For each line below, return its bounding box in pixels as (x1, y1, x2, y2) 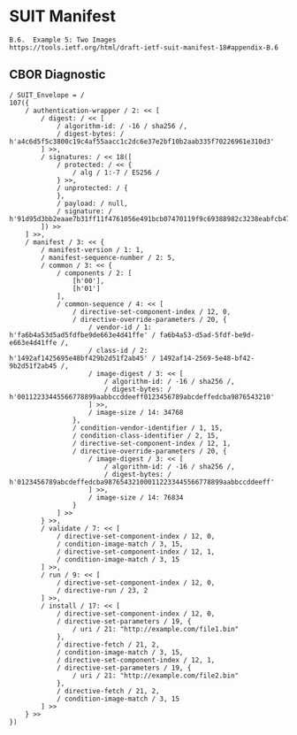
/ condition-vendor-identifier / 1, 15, (72, 423, 224, 433)
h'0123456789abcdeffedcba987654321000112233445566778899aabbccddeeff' (9, 478, 275, 486)
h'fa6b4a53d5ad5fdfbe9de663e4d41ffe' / (9, 330, 156, 340)
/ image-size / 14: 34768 (88, 408, 184, 417)
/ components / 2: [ (56, 268, 133, 278)
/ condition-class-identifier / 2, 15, (72, 431, 219, 440)
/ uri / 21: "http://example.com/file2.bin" (72, 670, 240, 680)
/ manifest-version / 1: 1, (41, 245, 144, 254)
